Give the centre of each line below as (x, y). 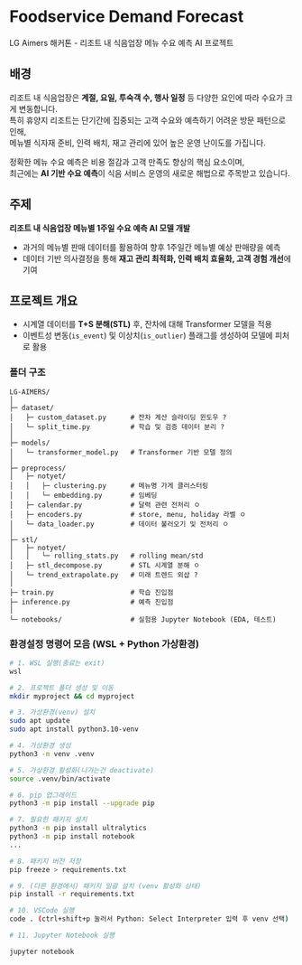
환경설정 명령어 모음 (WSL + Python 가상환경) (105, 643)
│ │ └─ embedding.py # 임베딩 (83, 495)
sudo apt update (40, 721)
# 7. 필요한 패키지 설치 (48, 820)
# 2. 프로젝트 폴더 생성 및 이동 (62, 688)
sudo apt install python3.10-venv (74, 729)
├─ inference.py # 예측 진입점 (92, 602)
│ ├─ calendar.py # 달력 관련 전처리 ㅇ (105, 505)
